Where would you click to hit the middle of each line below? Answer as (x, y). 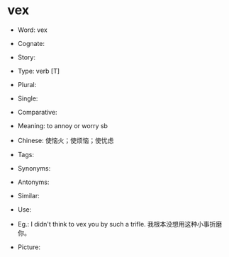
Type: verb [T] (39, 71)
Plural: (27, 84)
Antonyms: (33, 182)
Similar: (29, 195)
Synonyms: (34, 168)
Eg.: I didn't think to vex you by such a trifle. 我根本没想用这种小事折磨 (120, 224)
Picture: (29, 247)
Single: (28, 98)
